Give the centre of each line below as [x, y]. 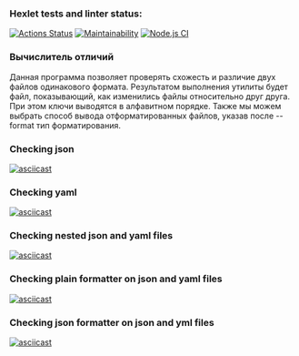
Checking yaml [43, 192]
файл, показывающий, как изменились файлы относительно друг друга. [150, 96]
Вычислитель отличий [62, 57]
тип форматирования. [78, 125]
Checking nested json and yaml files [91, 236]
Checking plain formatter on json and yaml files [116, 279]
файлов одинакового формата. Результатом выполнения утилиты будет [149, 86]
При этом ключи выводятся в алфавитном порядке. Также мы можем [145, 106]
